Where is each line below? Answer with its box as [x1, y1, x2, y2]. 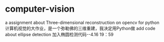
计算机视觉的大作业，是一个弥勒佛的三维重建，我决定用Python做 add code [5, 25, 156, 31]
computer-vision [5, 3, 75, 15]
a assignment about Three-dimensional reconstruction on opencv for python [5, 20, 160, 25]
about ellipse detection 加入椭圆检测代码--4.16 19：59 [5, 31, 114, 37]
